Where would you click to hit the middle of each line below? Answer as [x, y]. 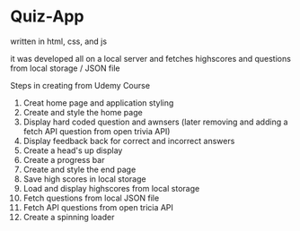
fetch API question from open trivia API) [97, 131]
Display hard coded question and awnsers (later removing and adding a [155, 122]
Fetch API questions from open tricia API [98, 207]
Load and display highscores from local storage [111, 188]
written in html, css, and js [58, 41]
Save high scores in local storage [84, 179]
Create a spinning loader [69, 217]
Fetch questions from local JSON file [91, 198]
